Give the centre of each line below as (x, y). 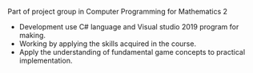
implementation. (46, 60)
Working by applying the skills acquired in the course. (108, 44)
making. (32, 35)
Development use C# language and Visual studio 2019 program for (129, 27)
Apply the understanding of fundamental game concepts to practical (132, 52)
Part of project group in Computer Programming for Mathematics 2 (118, 12)
